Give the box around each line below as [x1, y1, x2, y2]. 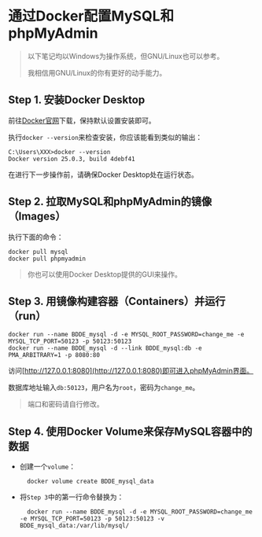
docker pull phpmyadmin [8, 255, 87, 263]
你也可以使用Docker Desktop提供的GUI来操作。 [27, 269, 183, 279]
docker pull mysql [8, 248, 68, 256]
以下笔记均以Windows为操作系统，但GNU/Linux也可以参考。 [27, 51, 224, 61]
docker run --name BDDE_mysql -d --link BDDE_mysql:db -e [8, 344, 202, 352]
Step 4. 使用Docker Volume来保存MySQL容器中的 [8, 425, 253, 438]
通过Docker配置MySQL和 [8, 7, 175, 25]
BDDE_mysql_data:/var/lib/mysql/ [19, 522, 130, 530]
